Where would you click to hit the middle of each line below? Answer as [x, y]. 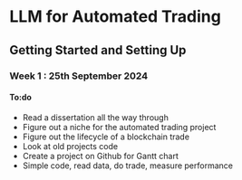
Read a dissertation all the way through [96, 117]
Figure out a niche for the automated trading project [119, 127]
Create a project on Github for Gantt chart [100, 156]
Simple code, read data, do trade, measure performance [128, 166]
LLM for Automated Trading [116, 17]
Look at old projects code [70, 146]
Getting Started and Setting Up [98, 50]
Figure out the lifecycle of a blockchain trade [106, 137]
